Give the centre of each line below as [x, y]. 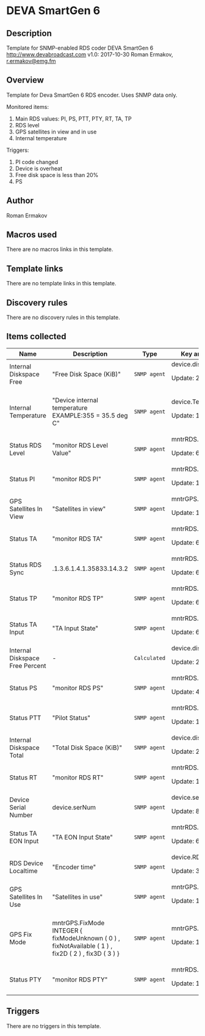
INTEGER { [67, 930]
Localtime [23, 871]
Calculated [150, 658]
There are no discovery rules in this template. [63, 317]
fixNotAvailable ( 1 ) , [82, 945]
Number [21, 815]
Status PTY [25, 979]
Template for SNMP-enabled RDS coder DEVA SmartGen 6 [80, 48]
